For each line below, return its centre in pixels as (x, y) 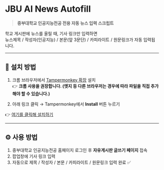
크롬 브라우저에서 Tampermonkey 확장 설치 (54, 80)
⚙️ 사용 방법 (21, 138)
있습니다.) (41, 93)
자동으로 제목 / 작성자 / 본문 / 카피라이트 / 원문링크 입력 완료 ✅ (72, 162)
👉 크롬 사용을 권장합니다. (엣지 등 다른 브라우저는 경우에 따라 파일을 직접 (81, 86)
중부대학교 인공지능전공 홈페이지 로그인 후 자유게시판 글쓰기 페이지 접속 (80, 150)
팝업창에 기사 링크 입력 (34, 156)
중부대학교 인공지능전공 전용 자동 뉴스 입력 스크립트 (65, 23)
